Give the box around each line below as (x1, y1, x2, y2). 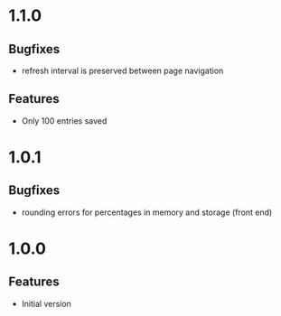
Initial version (21, 298, 71, 309)
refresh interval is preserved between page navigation (21, 65, 224, 76)
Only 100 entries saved (21, 115, 108, 126)
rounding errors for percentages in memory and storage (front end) (21, 207, 273, 218)
